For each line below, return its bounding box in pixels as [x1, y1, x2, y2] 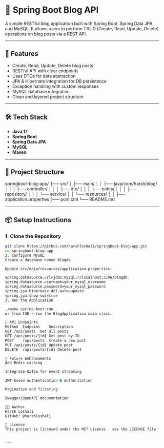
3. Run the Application [5, 298, 54, 303]
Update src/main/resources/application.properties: [5, 266, 112, 271]
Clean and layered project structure [12, 94, 84, 100]
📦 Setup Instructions [5, 216, 72, 224]
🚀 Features [5, 50, 39, 58]
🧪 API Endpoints [5, 320, 38, 325]
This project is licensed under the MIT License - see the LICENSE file [5, 427, 156, 432]
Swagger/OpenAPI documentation [5, 395, 69, 401]
